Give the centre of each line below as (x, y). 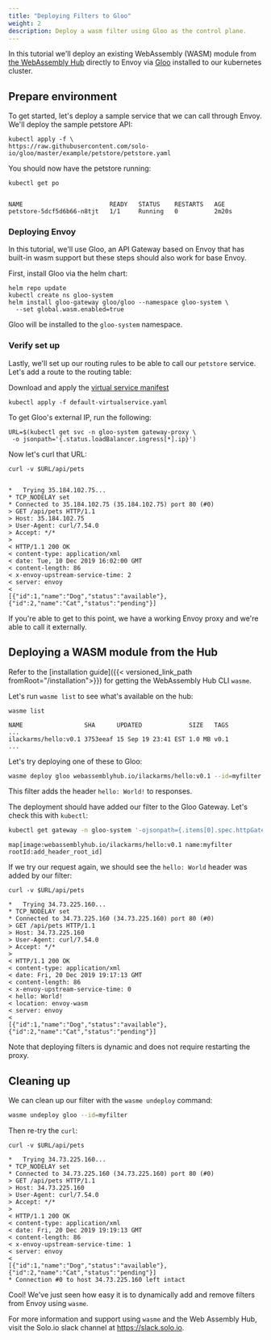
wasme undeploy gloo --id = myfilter (68, 1115)
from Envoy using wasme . (48, 1304)
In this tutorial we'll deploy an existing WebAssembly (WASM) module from (132, 54)
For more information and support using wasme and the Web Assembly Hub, (133, 1319)
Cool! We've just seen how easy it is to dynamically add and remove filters (132, 1295)
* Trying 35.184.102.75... (57, 490)
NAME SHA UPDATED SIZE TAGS (119, 725)
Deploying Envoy (42, 232)
